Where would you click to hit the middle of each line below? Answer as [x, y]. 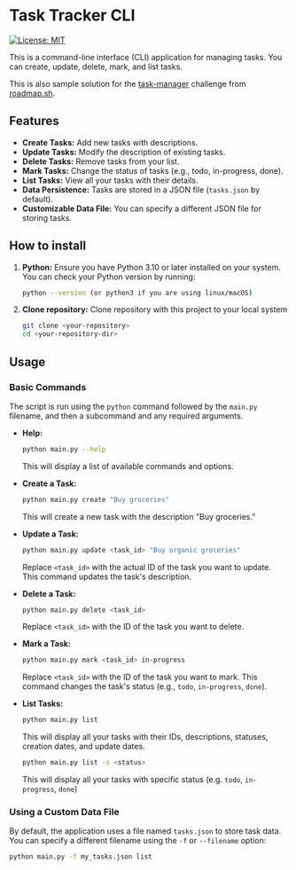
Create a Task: [49, 483]
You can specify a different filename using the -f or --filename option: [138, 841]
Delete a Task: [49, 593]
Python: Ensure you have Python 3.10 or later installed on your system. [152, 267]
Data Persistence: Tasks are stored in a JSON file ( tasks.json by [141, 189]
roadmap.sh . [32, 93]
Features [34, 121]
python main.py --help [64, 449]
